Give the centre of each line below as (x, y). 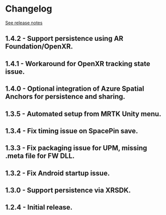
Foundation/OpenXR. (39, 47)
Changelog (29, 9)
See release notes (24, 23)
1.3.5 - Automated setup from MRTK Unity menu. (83, 114)
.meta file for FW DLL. (40, 156)
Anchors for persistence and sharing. (65, 97)
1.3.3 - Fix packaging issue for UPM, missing (76, 148)
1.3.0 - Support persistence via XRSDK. (68, 191)
